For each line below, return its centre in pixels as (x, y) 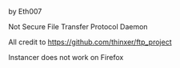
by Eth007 (25, 11)
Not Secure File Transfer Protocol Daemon (78, 26)
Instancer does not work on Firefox (66, 57)
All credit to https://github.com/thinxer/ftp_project (90, 42)
